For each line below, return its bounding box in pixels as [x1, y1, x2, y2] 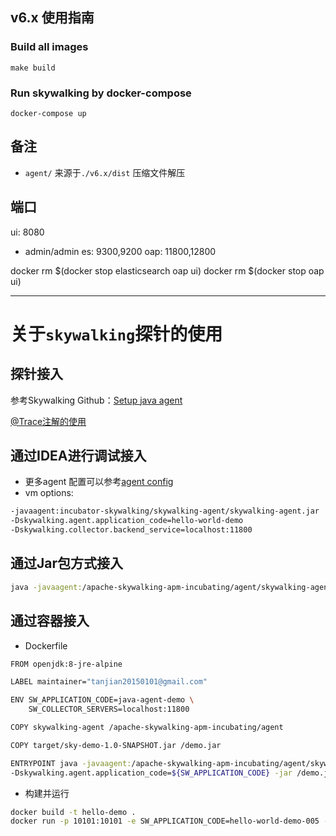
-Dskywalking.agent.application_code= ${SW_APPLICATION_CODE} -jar [10, 768, 293, 778]
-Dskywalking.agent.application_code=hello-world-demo [10, 516, 244, 526]
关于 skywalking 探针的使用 [10, 323, 223, 345]
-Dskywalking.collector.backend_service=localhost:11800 [10, 525, 253, 535]
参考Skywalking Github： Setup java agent [10, 394, 183, 406]
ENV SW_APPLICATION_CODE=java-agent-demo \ [10, 695, 195, 705]
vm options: [24, 487, 74, 499]
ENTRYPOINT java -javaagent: [10, 758, 132, 768]
